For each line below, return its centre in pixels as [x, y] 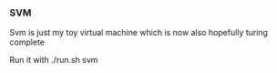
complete [27, 42]
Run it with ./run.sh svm [54, 60]
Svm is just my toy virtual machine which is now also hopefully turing [139, 33]
